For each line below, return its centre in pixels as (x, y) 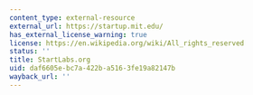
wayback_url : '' (40, 77)
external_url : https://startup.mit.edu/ (87, 26)
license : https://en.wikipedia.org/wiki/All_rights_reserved (127, 43)
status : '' (30, 52)
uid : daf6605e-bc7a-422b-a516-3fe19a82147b (93, 69)
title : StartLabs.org (50, 60)
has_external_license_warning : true (78, 34)
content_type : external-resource (72, 18)
